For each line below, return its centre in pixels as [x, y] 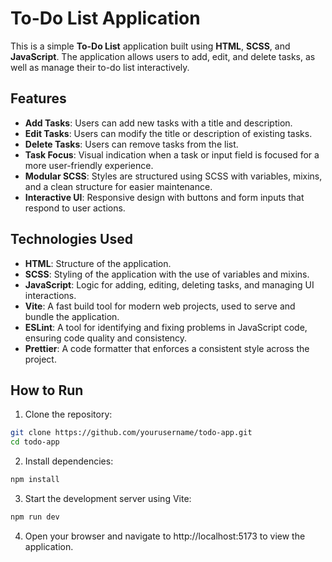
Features [38, 98]
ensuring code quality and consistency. [106, 338]
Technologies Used [71, 239]
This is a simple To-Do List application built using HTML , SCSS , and [150, 46]
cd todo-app [35, 442]
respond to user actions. [75, 208]
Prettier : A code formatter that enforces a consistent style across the [167, 348]
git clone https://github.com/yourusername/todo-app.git [131, 433]
